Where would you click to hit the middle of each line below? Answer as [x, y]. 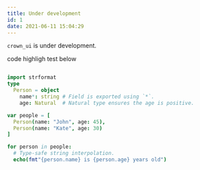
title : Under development [44, 13]
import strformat [32, 77]
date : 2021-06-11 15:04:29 [46, 26]
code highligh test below [42, 59]
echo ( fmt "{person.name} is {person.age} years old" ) [90, 160]
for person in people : [39, 147]
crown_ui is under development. [52, 46]
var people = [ [29, 115]
